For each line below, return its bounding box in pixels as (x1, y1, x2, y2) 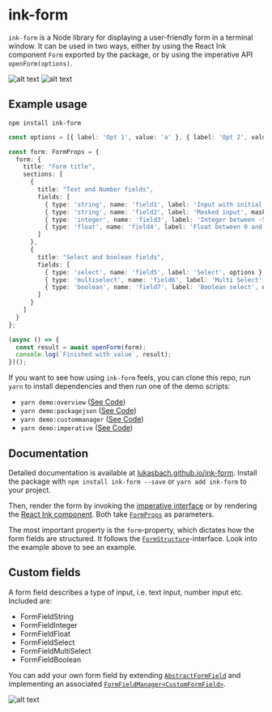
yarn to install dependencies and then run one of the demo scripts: (8, 382, 231, 391)
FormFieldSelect (19, 637, 75, 647)
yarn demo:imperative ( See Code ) (19, 423, 134, 433)
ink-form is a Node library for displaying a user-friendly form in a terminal (8, 32, 253, 42)
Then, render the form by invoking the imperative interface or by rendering (8, 501, 257, 510)
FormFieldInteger (19, 620, 79, 629)
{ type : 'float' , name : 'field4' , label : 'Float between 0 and (44, 223, 263, 232)
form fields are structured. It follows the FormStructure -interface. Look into (8, 533, 257, 544)
